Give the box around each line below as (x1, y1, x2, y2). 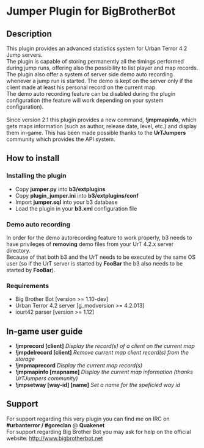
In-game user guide (6, 326, 83, 336)
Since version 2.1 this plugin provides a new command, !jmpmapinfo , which (6, 116, 197, 123)
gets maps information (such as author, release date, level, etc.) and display (6, 123, 197, 129)
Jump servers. (6, 51, 43, 59)
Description (6, 29, 52, 39)
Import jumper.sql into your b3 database (15, 198, 118, 206)
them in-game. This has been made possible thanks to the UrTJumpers (6, 129, 186, 136)
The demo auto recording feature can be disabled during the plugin (6, 90, 176, 97)
